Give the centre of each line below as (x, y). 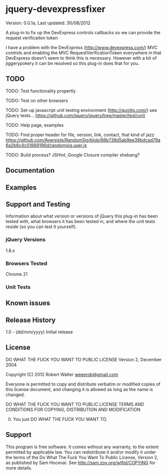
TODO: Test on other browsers (37, 100)
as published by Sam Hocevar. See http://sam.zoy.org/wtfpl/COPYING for (81, 463)
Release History (31, 320)
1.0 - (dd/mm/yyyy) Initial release (39, 332)
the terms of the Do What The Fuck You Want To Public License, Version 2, (82, 457)
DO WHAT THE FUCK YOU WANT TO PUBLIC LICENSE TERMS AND (75, 404)
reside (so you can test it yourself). (41, 227)
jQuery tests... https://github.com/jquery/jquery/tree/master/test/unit (75, 115)
